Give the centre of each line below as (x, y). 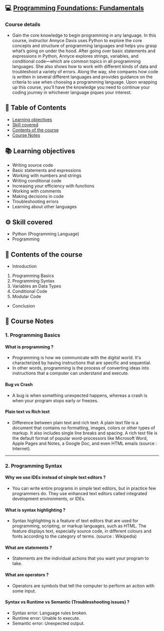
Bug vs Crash (19, 385)
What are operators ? (27, 575)
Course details (23, 24)
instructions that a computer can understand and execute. (71, 373)
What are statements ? (29, 547)
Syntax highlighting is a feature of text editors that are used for (75, 521)
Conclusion (23, 306)
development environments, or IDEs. (49, 499)
